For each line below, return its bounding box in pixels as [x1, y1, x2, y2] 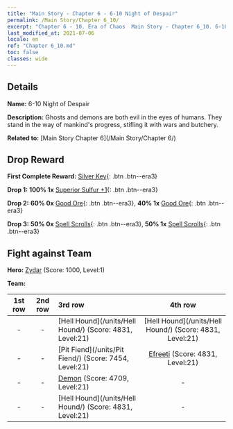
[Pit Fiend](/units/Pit [58, 345, 124, 355]
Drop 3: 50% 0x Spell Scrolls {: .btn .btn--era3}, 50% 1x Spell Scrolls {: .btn [7, 220, 221, 228]
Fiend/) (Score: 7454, [58, 353, 130, 363]
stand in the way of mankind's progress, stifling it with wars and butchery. [7, 120, 218, 128]
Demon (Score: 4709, [58, 373, 130, 383]
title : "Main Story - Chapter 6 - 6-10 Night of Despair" [7, 10, 178, 17]
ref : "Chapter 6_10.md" [7, 42, 76, 49]
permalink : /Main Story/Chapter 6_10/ [7, 17, 119, 24]
